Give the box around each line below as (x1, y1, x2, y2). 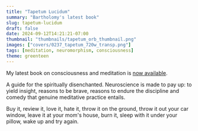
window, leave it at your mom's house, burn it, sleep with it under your (6, 111, 178, 118)
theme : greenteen (6, 53, 49, 59)
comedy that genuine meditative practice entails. (6, 93, 126, 101)
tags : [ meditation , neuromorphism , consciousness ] (6, 48, 134, 54)
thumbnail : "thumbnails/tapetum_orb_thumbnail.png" (6, 36, 136, 42)
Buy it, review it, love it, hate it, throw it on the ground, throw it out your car (6, 105, 189, 112)
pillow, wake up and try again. (6, 117, 79, 125)
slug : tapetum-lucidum (6, 20, 62, 26)
